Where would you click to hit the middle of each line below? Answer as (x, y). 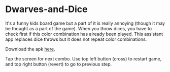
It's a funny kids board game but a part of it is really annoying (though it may (85, 23)
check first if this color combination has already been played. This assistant (84, 34)
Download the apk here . (30, 49)
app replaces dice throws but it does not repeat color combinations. (76, 39)
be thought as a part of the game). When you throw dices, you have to (79, 28)
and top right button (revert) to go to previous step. (59, 64)
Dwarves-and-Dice (46, 9)
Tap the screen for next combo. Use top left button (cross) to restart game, (83, 58)
